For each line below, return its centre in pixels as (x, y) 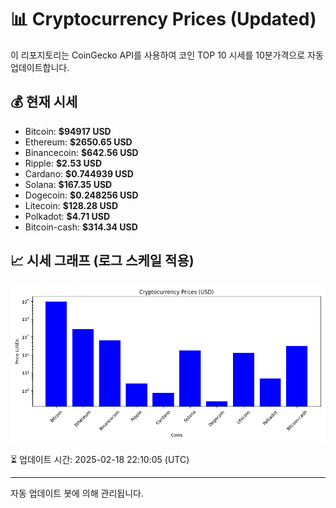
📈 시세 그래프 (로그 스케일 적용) (102, 261)
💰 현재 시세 (44, 102)
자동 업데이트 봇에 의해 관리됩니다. (77, 493)
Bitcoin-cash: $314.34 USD (81, 227)
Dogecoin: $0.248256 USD (81, 195)
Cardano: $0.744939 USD (79, 173)
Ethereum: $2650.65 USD (78, 142)
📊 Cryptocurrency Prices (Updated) (163, 19)
